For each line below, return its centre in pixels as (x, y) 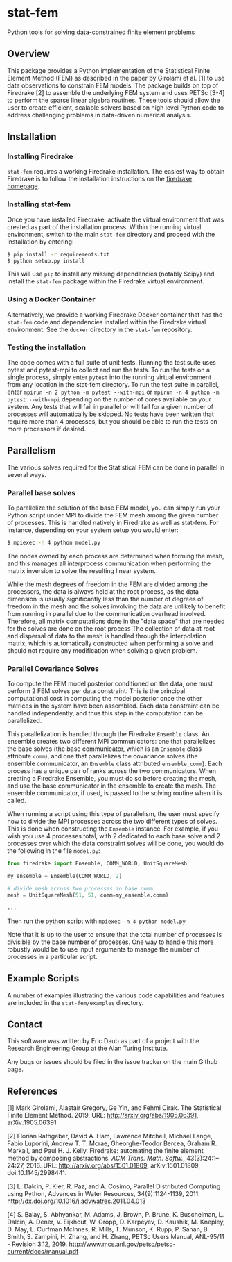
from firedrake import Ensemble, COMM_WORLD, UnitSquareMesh (97, 864)
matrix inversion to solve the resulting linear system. (81, 571)
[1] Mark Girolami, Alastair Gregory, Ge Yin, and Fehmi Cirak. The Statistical (114, 1108)
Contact (25, 1024)
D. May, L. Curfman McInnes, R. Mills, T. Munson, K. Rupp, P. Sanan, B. (108, 1229)
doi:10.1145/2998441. (37, 1173)
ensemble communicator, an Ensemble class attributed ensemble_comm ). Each (115, 764)
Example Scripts (43, 978)
